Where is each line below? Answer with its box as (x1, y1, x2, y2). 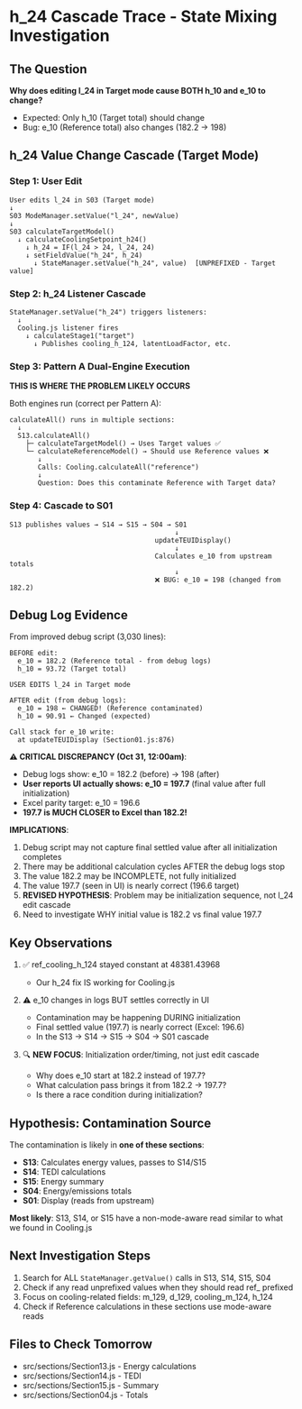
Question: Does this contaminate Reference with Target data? (37, 479, 277, 488)
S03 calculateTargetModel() (9, 227, 115, 236)
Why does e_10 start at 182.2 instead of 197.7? (35, 1070, 206, 1081)
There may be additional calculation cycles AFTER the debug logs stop (22, 861, 286, 872)
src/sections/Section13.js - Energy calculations (22, 1360, 197, 1371)
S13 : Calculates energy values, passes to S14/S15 (22, 1157, 207, 1168)
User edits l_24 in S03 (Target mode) (9, 196, 155, 205)
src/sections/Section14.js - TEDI (22, 1370, 142, 1381)
